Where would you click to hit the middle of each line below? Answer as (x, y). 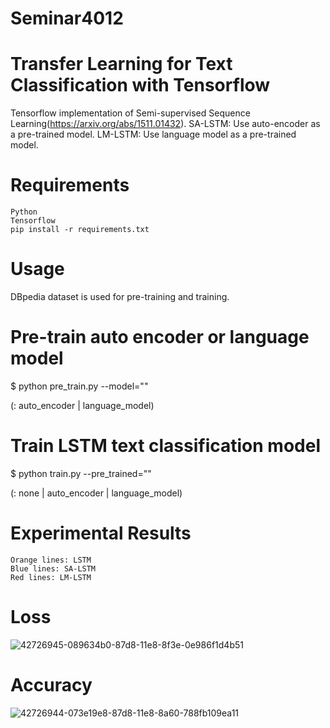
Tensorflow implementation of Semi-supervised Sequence (130, 113)
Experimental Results (101, 533)
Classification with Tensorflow (140, 85)
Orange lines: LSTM (51, 560)
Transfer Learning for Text (121, 64)
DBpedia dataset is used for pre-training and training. (120, 296)
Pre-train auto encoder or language (160, 337)
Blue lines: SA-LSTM (53, 568)
